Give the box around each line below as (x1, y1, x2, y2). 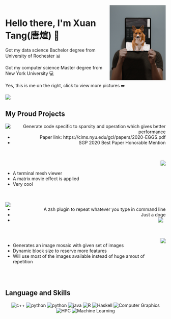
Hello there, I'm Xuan (5, 17, 96, 29)
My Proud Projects (5, 110, 65, 118)
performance (138, 129, 166, 135)
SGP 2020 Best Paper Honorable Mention (78, 139, 166, 145)
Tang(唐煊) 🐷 (5, 30, 60, 41)
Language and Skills (5, 288, 71, 298)
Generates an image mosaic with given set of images (12, 242, 124, 248)
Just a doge (140, 211, 166, 217)
